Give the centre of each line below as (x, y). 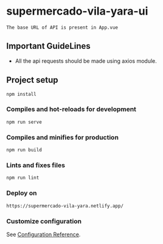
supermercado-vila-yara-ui (77, 11)
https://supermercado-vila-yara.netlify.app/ (65, 206)
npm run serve (24, 122)
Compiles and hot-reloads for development (71, 109)
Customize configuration (44, 221)
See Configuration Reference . (43, 235)
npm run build (24, 150)
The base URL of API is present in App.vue (62, 27)
